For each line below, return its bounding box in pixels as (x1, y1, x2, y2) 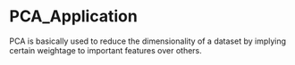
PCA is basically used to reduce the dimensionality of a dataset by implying (9, 36, 287, 46)
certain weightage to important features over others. (9, 45, 203, 55)
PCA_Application (9, 6, 139, 27)
